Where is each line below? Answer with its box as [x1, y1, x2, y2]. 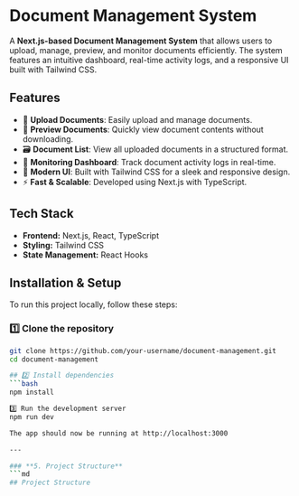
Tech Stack [9, 206, 74, 221]
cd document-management [9, 354, 99, 364]
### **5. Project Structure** [9, 462, 124, 471]
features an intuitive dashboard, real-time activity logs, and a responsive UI [9, 54, 289, 65]
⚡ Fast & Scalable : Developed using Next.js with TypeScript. [22, 176, 248, 187]
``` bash [9, 379, 39, 388]
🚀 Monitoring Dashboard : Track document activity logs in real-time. [22, 156, 276, 167]
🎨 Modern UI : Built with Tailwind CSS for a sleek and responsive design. [22, 166, 291, 177]
